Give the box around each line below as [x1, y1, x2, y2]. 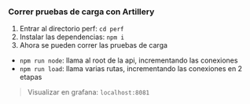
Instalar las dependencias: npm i [19, 32, 124, 41]
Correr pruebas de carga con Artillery [8, 6, 155, 17]
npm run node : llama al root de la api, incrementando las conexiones [19, 56, 238, 65]
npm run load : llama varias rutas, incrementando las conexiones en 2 [19, 64, 242, 74]
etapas [19, 73, 42, 82]
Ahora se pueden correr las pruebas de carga [19, 41, 167, 50]
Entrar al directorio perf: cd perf [19, 24, 124, 34]
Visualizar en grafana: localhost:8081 [27, 88, 150, 97]
